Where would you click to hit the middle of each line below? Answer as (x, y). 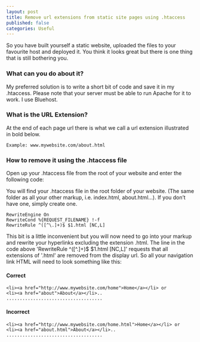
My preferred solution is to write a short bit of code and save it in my (90, 87)
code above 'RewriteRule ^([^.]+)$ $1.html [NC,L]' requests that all (87, 249)
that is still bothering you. (37, 58)
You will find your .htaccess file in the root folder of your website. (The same (100, 191)
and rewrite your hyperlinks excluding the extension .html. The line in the (96, 243)
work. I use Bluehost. (32, 99)
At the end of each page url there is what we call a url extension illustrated (98, 128)
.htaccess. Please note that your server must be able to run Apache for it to (99, 93)
